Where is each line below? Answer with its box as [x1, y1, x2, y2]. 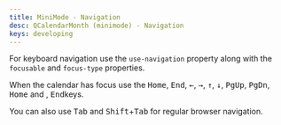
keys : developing [9, 29, 74, 38]
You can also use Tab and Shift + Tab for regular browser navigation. [9, 107, 263, 117]
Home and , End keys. [9, 89, 84, 99]
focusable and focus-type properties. [9, 62, 145, 73]
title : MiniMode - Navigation [9, 12, 121, 22]
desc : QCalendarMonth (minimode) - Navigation [9, 21, 184, 30]
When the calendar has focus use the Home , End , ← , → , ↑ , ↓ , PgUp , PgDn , [9, 80, 270, 91]
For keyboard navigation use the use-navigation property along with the [9, 54, 273, 64]
